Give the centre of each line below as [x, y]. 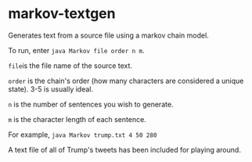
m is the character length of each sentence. [77, 119]
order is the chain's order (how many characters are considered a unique [126, 81]
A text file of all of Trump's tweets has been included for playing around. [124, 149]
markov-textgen [62, 14]
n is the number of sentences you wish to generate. [91, 104]
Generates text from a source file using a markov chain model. [108, 35]
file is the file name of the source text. [70, 65]
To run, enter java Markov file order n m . [76, 50]
